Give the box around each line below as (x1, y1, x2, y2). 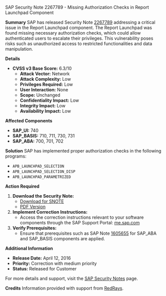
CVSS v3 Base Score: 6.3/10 (12, 65, 72, 71)
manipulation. (5, 46, 33, 52)
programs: (5, 153, 26, 159)
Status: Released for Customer (12, 266, 76, 271)
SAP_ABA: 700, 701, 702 (12, 138, 63, 144)
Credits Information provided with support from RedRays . (5, 285, 124, 291)
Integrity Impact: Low (19, 103, 66, 108)
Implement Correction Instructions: (12, 209, 87, 215)
